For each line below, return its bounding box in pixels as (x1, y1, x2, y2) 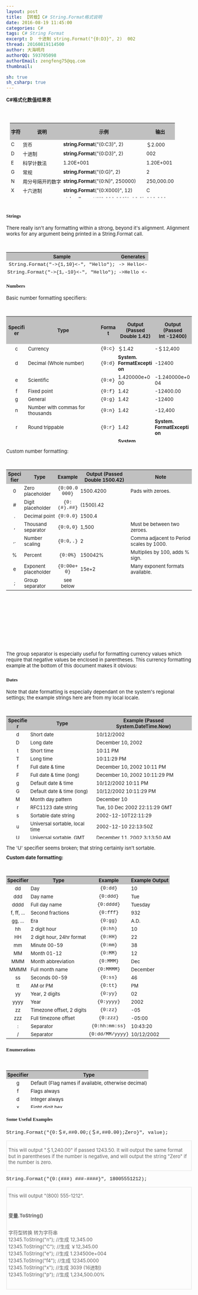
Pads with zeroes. (130, 487, 171, 495)
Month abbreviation (30, 958, 75, 964)
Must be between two (130, 521, 180, 528)
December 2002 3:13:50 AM (96, 834, 171, 841)
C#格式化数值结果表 (6, 97, 52, 103)
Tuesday (130, 901, 150, 908)
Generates (120, 253, 146, 260)
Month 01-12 (30, 950, 62, 957)
